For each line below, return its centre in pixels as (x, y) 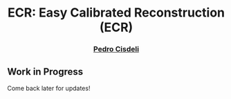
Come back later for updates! (49, 88)
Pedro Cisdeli (116, 49)
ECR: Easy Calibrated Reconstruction (116, 13)
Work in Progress (45, 72)
